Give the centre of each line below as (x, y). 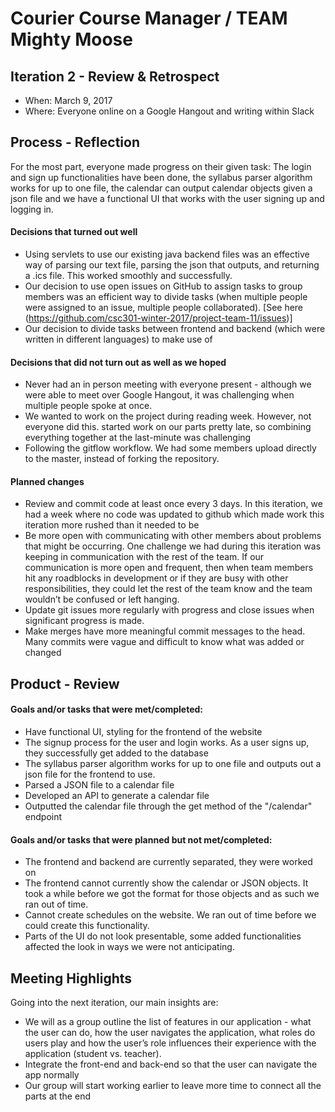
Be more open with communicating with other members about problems (173, 536)
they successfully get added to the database (116, 753)
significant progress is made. (84, 621)
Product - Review (65, 683)
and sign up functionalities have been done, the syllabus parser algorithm (161, 177)
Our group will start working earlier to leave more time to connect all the (173, 1086)
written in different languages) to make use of (118, 339)
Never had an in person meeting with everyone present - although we (168, 384)
